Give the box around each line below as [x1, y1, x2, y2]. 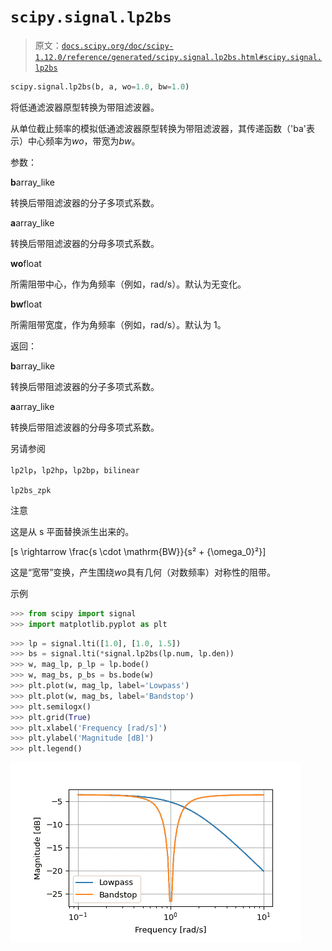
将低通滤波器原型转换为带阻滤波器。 [10, 101, 160, 113]
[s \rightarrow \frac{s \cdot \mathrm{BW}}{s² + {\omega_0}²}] [10, 545, 267, 557]
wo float [10, 257, 42, 269]
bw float [10, 298, 43, 310]
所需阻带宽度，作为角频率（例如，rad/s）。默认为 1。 [10, 318, 227, 330]
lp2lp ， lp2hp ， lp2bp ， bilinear [10, 463, 140, 475]
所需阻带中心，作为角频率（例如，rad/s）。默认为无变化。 [10, 278, 247, 290]
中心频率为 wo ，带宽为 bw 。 [27, 135, 141, 147]
